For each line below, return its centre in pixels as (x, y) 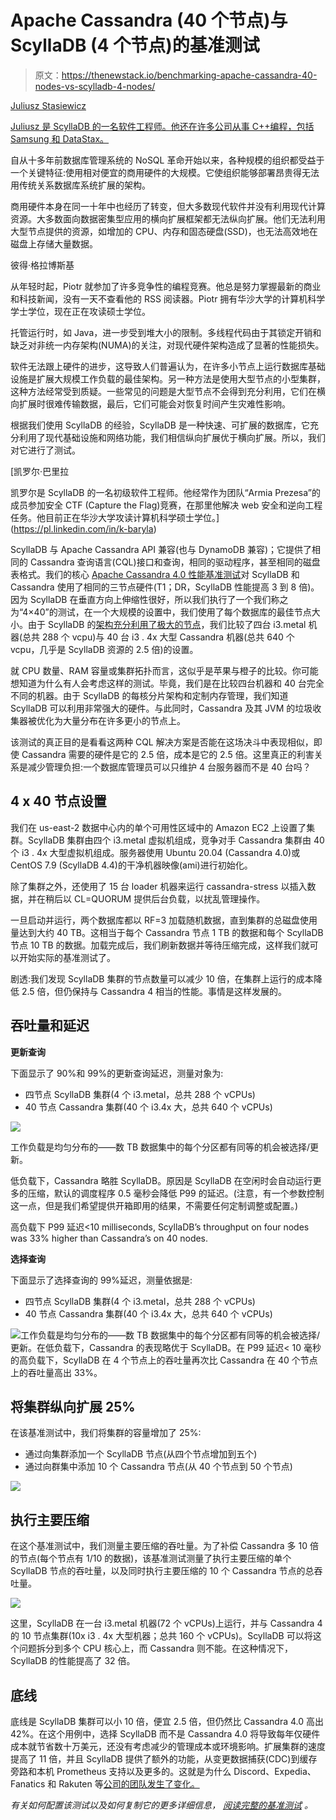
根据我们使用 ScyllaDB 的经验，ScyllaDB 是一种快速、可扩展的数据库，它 (160, 425)
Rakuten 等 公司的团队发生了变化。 (129, 1784)
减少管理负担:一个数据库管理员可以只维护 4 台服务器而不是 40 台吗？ (169, 767)
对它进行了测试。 (45, 450)
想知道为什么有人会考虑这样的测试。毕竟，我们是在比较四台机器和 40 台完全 (167, 683)
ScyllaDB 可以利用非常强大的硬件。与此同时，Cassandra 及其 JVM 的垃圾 (161, 708)
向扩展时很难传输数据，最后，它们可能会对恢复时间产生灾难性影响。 (150, 403)
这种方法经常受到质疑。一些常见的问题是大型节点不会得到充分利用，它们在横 (168, 391)
